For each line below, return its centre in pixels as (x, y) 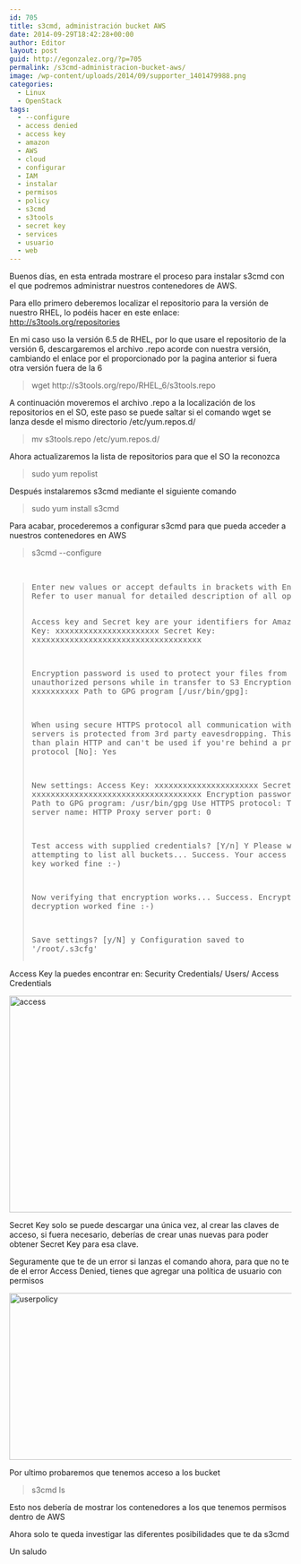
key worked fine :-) (76, 864)
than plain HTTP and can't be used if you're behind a (154, 743)
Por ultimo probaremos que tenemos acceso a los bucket (115, 1473)
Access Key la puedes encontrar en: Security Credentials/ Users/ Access (144, 974)
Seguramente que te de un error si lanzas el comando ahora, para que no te (149, 1262)
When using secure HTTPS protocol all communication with (161, 725)
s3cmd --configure (66, 553)
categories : (31, 84)
